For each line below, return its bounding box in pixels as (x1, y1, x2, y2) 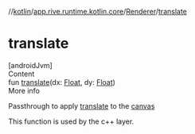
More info (8, 86, 41, 95)
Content (8, 69, 35, 78)
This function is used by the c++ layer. (8, 117, 135, 126)
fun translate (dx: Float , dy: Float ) (8, 77, 115, 86)
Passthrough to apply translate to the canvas (8, 101, 155, 110)
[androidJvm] (8, 60, 53, 70)
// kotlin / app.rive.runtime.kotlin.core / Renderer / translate (8, 7, 187, 16)
